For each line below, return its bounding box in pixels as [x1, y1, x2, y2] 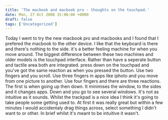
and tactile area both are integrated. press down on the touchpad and [5, 62, 149, 68]
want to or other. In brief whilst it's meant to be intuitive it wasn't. [5, 110, 140, 116]
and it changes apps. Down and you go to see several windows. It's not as [5, 89, 159, 95]
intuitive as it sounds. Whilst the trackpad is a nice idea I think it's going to [5, 94, 158, 100]
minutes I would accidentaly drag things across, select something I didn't [5, 105, 157, 111]
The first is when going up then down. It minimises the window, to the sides [5, 84, 161, 90]
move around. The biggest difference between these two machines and [5, 51, 153, 57]
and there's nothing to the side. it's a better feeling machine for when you [5, 46, 157, 52]
